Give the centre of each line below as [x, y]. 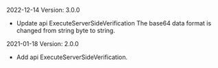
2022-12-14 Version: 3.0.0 [43, 10]
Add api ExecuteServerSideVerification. [72, 57]
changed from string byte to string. [66, 31]
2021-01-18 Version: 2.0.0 [43, 44]
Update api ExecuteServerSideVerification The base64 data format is [114, 23]
